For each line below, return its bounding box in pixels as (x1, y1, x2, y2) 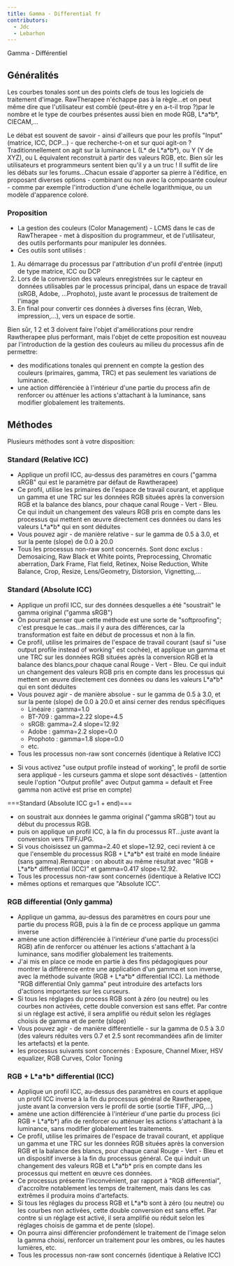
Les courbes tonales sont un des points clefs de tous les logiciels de (7, 88, 204, 97)
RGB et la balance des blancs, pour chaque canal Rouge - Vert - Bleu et (17, 1147, 224, 1155)
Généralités (7, 69, 59, 81)
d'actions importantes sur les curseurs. (17, 987, 131, 996)
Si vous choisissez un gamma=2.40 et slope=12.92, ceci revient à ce (17, 842, 215, 850)
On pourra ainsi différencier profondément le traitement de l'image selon (17, 1229, 226, 1237)
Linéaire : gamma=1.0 (27, 705, 90, 713)
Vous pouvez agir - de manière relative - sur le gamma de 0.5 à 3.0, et (17, 530, 219, 539)
